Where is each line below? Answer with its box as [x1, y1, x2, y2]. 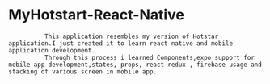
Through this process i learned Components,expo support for [44, 53, 255, 61]
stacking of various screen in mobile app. [8, 67, 158, 76]
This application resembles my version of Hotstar [44, 32, 219, 40]
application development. [8, 46, 95, 54]
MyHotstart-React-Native [8, 6, 184, 24]
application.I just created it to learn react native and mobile [8, 39, 233, 48]
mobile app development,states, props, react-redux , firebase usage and [8, 61, 263, 69]
